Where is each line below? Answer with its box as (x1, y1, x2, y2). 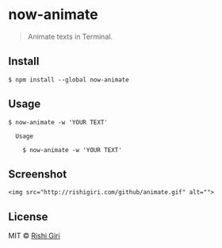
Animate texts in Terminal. (27, 32, 113, 41)
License (8, 210, 48, 223)
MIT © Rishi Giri (8, 231, 61, 241)
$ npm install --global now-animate (8, 75, 129, 84)
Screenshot (8, 167, 67, 181)
